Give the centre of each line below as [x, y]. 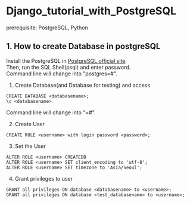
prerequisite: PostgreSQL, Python [47, 28]
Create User [30, 124]
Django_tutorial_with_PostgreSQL [91, 11]
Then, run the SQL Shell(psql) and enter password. [68, 67]
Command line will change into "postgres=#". [62, 74]
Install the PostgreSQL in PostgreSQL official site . [66, 60]
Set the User [30, 146]
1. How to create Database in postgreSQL [83, 46]
